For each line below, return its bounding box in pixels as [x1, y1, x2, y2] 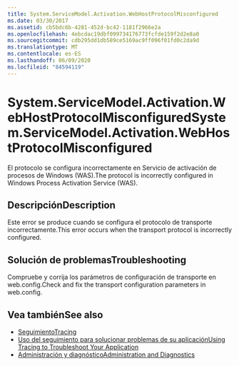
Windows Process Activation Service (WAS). [7, 178, 138, 187]
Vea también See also [7, 308, 103, 321]
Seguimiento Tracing [17, 327, 77, 336]
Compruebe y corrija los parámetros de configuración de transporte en [7, 273, 216, 282]
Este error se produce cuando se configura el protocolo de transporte [7, 218, 213, 227]
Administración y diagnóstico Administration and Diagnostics [17, 350, 195, 359]
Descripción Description [7, 199, 116, 211]
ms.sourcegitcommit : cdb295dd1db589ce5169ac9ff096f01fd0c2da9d [7, 37, 200, 44]
